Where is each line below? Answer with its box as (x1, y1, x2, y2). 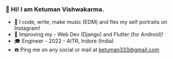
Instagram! (14, 25, 41, 32)
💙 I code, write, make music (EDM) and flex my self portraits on (14, 19, 168, 26)
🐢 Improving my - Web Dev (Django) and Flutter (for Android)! (14, 31, 164, 38)
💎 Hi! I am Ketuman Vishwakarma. (5, 5, 104, 13)
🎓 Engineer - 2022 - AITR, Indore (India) (14, 37, 114, 44)
